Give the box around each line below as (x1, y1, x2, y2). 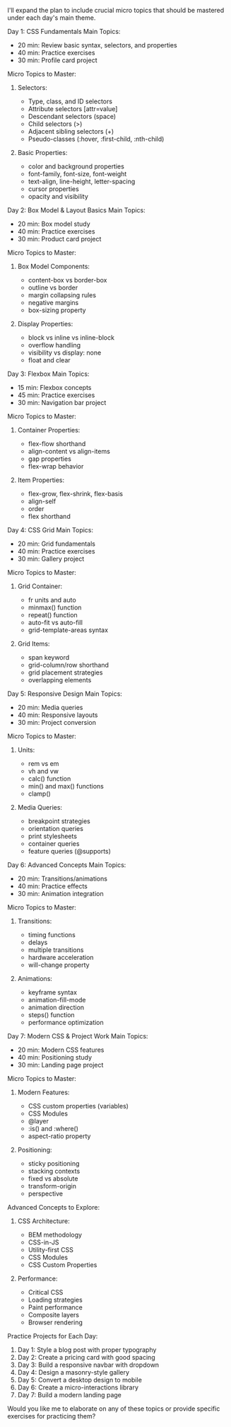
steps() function (28, 1011, 76, 1019)
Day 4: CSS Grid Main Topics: (7, 526, 94, 534)
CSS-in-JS (28, 1238, 59, 1247)
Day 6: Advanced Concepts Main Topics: (7, 861, 126, 869)
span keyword (28, 653, 70, 661)
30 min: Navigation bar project (17, 399, 107, 406)
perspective (28, 1189, 64, 1198)
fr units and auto (28, 596, 76, 604)
